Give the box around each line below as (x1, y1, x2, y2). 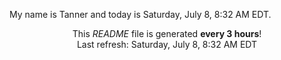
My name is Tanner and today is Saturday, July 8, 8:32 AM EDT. (9, 9, 272, 20)
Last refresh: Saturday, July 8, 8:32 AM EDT (76, 39, 258, 50)
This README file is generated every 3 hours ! (72, 28, 262, 39)
